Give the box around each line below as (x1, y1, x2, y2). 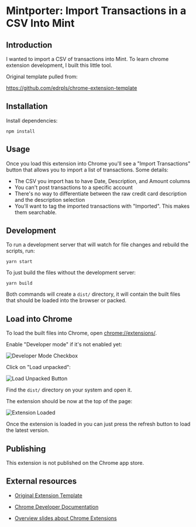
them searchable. (14, 208, 57, 215)
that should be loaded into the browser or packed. (6, 297, 127, 304)
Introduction (6, 40, 53, 50)
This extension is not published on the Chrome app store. (6, 460, 145, 467)
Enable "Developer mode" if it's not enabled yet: (6, 341, 122, 348)
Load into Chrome (6, 314, 73, 324)
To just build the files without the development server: (6, 269, 136, 276)
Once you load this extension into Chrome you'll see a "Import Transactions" (6, 160, 191, 167)
